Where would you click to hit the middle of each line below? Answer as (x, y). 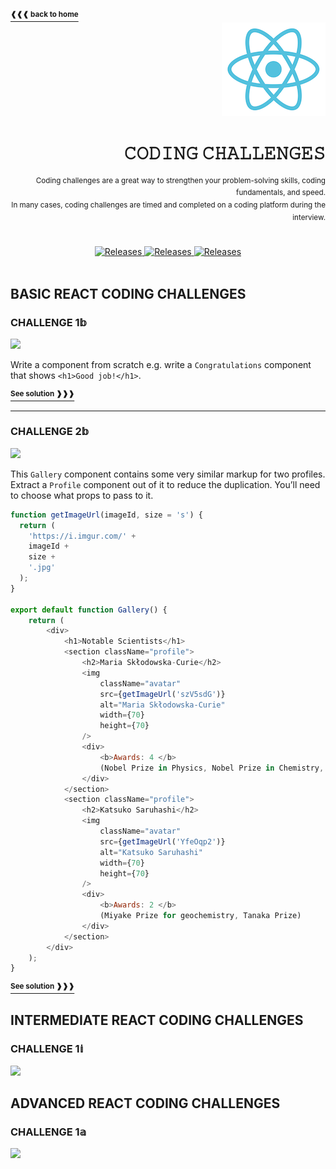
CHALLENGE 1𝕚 (47, 1049)
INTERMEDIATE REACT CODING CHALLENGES (157, 1020)
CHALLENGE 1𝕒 (48, 1132)
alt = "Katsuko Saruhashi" (151, 852)
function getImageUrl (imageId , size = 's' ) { (106, 515)
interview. (309, 217)
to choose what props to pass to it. (82, 495)
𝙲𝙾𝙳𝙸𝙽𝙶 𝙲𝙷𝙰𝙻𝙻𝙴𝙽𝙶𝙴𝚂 (224, 152)
